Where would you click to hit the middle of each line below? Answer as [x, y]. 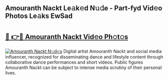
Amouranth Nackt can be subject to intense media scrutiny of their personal [83, 67]
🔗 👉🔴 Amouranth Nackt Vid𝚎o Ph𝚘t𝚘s [67, 37]
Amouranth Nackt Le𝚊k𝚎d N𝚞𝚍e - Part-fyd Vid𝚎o [84, 8]
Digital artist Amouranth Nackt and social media [113, 51]
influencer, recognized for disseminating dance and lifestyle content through [84, 57]
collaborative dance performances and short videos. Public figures [74, 62]
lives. [11, 73]
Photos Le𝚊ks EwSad [39, 16]
